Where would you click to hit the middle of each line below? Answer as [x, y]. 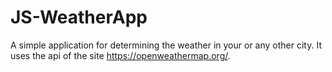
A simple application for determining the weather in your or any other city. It [166, 45]
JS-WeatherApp [79, 17]
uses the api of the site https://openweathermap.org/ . [120, 55]
